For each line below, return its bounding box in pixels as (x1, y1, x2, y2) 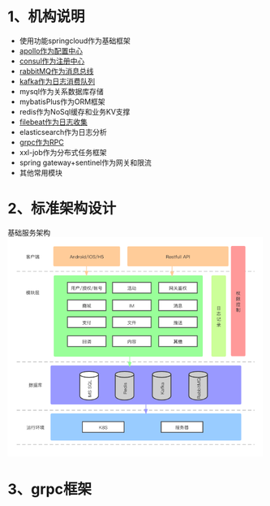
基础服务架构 (7, 227, 50, 237)
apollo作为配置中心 (19, 45, 83, 55)
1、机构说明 (7, 7, 86, 26)
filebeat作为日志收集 (19, 117, 88, 127)
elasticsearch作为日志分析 (19, 127, 107, 136)
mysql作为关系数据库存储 (19, 86, 105, 96)
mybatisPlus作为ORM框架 (19, 97, 106, 106)
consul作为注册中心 (19, 56, 85, 66)
